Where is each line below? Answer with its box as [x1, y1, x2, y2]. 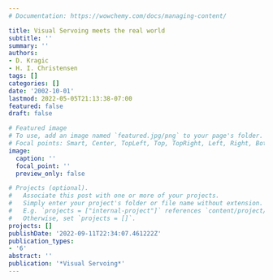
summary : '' [8, 41, 49, 50]
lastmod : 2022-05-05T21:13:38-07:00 [8, 94, 132, 102]
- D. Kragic [8, 57, 49, 65]
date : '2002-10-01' [8, 87, 75, 95]
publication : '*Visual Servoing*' [8, 260, 126, 268]
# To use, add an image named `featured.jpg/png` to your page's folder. [8, 131, 264, 140]
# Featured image [8, 124, 67, 132]
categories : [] [8, 79, 60, 88]
